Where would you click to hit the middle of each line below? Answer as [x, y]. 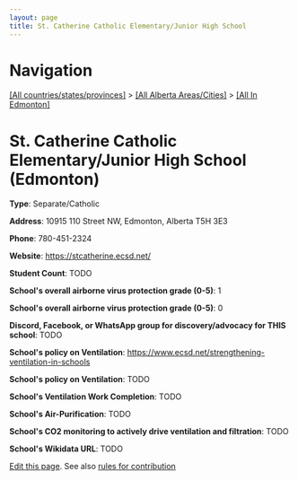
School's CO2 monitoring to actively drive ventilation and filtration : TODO [149, 432]
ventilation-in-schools [50, 362]
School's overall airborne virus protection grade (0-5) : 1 [115, 291]
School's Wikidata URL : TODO [66, 449]
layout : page [34, 17]
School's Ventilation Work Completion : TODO [96, 397]
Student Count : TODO [51, 274]
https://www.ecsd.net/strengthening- [196, 353]
